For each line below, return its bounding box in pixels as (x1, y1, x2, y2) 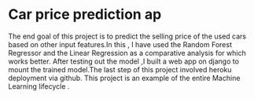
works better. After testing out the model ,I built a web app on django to (8, 57, 240, 66)
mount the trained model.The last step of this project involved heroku (8, 64, 232, 74)
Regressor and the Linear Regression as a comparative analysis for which (8, 48, 246, 57)
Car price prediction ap (8, 5, 162, 24)
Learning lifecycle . (8, 81, 70, 91)
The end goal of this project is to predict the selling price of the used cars (8, 31, 246, 41)
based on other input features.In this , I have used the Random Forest (8, 39, 232, 49)
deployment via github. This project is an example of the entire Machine (8, 73, 241, 82)
